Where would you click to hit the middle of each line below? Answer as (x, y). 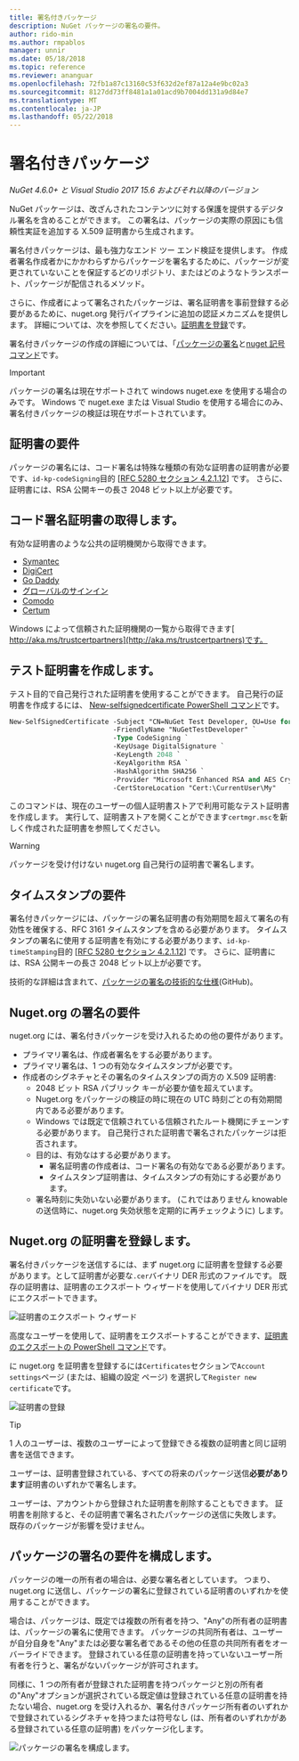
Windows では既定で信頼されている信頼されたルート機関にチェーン (158, 1121)
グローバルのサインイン (65, 591)
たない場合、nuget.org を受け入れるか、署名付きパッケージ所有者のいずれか (149, 1706)
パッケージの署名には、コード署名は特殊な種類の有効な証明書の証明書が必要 (149, 467)
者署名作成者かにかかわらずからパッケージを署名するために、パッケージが (145, 261)
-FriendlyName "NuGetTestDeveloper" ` (184, 730)
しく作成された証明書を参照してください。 (87, 828)
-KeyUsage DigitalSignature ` (169, 746)
